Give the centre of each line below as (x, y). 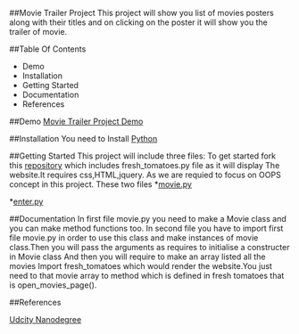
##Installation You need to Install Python (83, 138)
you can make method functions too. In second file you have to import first (146, 228)
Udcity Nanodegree (46, 319)
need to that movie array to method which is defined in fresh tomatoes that (147, 276)
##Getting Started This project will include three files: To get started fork (143, 156)
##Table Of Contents (48, 49)
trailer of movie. (38, 32)
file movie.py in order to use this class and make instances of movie (134, 238)
